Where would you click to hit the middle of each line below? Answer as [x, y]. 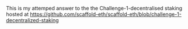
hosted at [18, 14]
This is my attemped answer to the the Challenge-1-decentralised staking [94, 8]
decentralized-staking [33, 20]
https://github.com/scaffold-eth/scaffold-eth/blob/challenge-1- [106, 14]
